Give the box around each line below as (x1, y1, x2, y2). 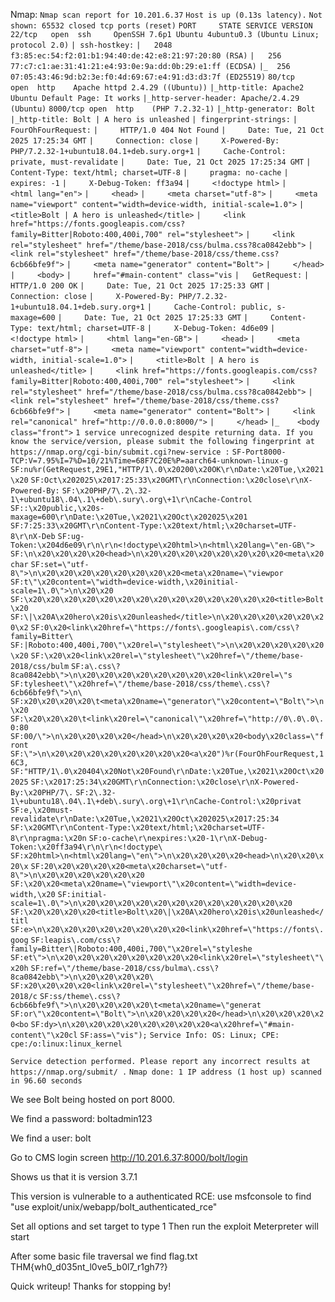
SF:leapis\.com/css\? (30, 935, 121, 945)
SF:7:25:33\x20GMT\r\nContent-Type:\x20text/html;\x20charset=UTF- (10, 521, 298, 531)
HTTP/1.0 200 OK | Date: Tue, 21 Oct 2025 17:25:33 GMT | (10, 281, 271, 291)
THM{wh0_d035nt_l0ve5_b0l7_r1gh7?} (10, 1261, 168, 1273)
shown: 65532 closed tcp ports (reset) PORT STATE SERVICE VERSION (10, 21, 313, 31)
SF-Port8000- (231, 447, 287, 457)
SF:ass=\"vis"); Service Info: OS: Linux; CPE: (79, 1030, 280, 1040)
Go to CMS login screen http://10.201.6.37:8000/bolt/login (10, 1152, 248, 1163)
